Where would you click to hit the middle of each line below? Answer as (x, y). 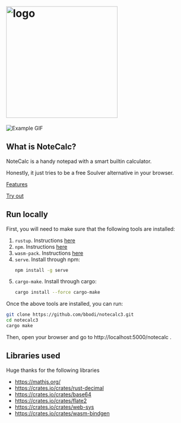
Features (17, 184)
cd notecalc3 (22, 320)
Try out (15, 196)
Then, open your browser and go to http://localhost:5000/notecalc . (89, 337)
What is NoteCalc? (41, 147)
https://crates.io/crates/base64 (53, 394)
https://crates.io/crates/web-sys (54, 407)
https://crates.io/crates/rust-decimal (59, 388)
